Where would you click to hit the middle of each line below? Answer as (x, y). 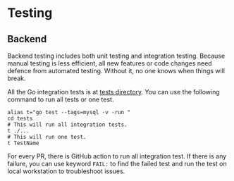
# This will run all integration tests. (68, 125)
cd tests (20, 118)
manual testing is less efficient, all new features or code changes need (110, 63)
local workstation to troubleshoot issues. (66, 171)
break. (17, 78)
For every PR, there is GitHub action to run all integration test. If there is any (117, 156)
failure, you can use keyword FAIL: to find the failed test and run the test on (117, 164)
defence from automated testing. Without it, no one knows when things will (116, 71)
